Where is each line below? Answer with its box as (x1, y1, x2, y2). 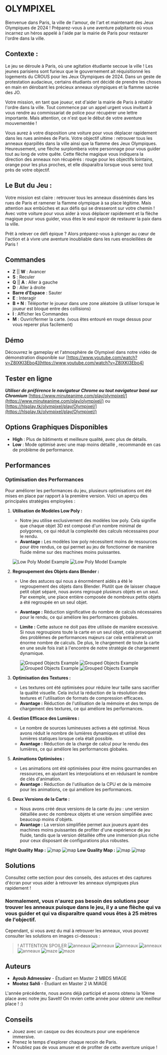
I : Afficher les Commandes (12, 311, 69, 317)
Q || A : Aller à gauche (12, 279, 58, 285)
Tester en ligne (5, 374, 52, 383)
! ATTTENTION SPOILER (17, 943, 67, 949)
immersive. (12, 1034, 35, 1040)
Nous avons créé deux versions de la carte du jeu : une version (19, 806, 149, 812)
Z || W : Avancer (12, 269, 46, 275)
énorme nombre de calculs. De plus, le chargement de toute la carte (19, 639, 160, 645)
